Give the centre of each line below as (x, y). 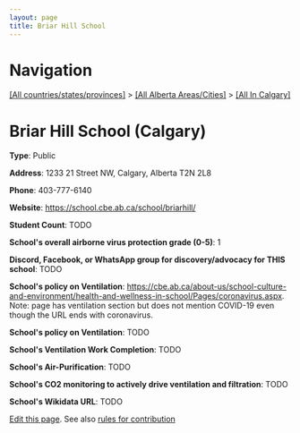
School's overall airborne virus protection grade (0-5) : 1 (115, 242)
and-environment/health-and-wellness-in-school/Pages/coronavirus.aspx (146, 296)
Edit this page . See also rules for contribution (93, 419)
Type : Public (33, 156)
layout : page (34, 17)
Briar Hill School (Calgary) (108, 131)
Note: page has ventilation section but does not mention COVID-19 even (142, 306)
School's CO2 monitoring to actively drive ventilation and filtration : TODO (149, 385)
